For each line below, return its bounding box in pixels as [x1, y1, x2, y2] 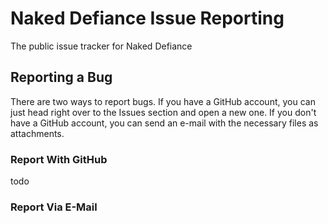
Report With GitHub [10, 152, 108, 166]
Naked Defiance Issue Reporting [10, 7, 285, 30]
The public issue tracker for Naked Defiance [10, 40, 193, 52]
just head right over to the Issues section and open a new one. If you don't [10, 106, 317, 118]
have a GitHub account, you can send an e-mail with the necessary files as [10, 117, 319, 129]
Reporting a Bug [10, 69, 113, 86]
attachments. [10, 127, 65, 139]
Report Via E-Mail [10, 200, 98, 214]
